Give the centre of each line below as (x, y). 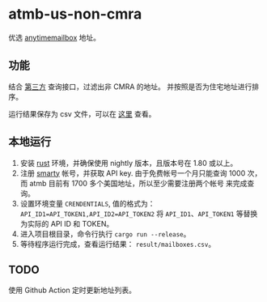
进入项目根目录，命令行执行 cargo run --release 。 (105, 234)
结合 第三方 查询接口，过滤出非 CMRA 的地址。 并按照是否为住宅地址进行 (130, 87)
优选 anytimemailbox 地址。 (55, 37)
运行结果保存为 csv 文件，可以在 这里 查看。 (82, 113)
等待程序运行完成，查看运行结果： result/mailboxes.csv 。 (118, 244)
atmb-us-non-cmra (75, 14)
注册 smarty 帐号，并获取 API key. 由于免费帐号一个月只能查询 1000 (133, 173)
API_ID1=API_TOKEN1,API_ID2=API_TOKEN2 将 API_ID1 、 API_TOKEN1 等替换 (139, 213)
